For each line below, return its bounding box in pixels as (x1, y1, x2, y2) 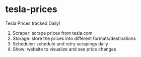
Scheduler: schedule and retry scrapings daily (12, 40, 108, 46)
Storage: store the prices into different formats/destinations (12, 35, 136, 41)
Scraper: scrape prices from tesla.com (12, 30, 93, 36)
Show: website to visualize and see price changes (12, 46, 117, 52)
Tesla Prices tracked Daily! (5, 20, 60, 26)
